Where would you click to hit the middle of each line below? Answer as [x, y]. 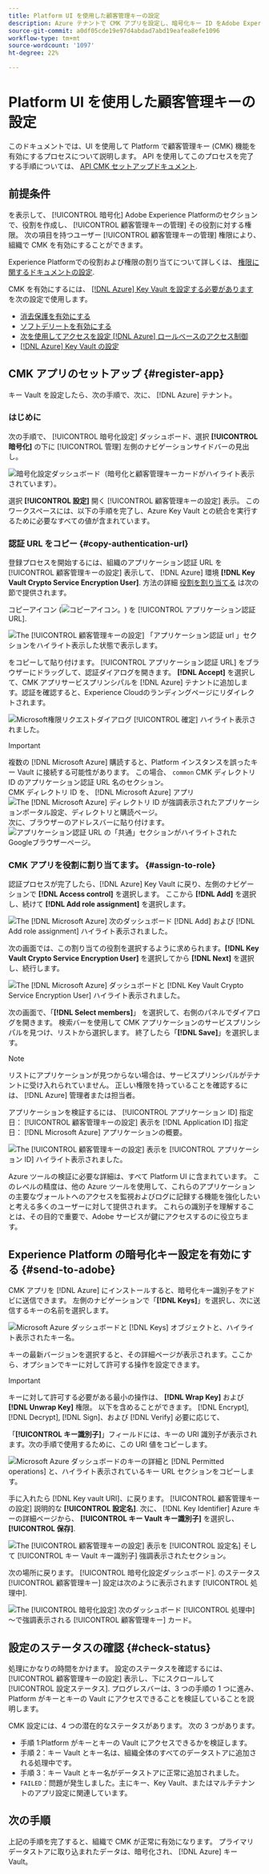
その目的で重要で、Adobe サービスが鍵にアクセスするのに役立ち [136, 1217]
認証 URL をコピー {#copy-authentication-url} [98, 543]
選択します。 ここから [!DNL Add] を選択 [189, 894]
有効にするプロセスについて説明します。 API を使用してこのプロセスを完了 [131, 156]
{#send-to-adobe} [68, 1269]
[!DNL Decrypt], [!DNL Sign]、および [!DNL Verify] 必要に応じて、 [116, 1417]
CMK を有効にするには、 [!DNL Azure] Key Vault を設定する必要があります [131, 289]
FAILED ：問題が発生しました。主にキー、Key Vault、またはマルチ [127, 1783]
